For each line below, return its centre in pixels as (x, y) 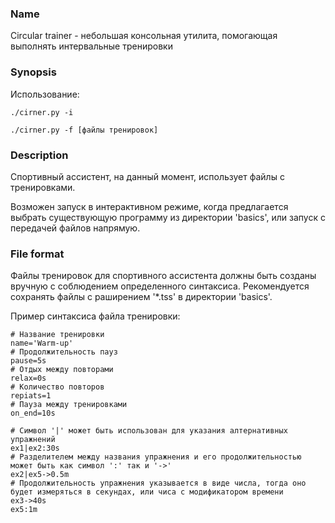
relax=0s (28, 378)
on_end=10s (33, 413)
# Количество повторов (57, 387)
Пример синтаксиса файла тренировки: (95, 316)
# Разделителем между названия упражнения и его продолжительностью (156, 457)
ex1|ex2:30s (35, 448)
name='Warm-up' (42, 343)
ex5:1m (24, 510)
